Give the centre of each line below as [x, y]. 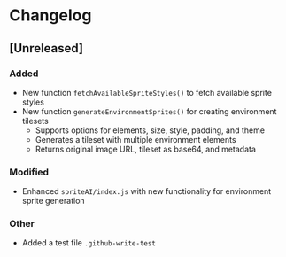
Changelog [50, 16]
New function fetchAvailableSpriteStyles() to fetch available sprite [147, 92]
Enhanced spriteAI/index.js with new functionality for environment [147, 191]
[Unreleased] [46, 48]
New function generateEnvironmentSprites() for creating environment [149, 111]
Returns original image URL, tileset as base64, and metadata [146, 149]
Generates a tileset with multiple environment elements [135, 139]
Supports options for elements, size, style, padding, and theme [150, 130]
